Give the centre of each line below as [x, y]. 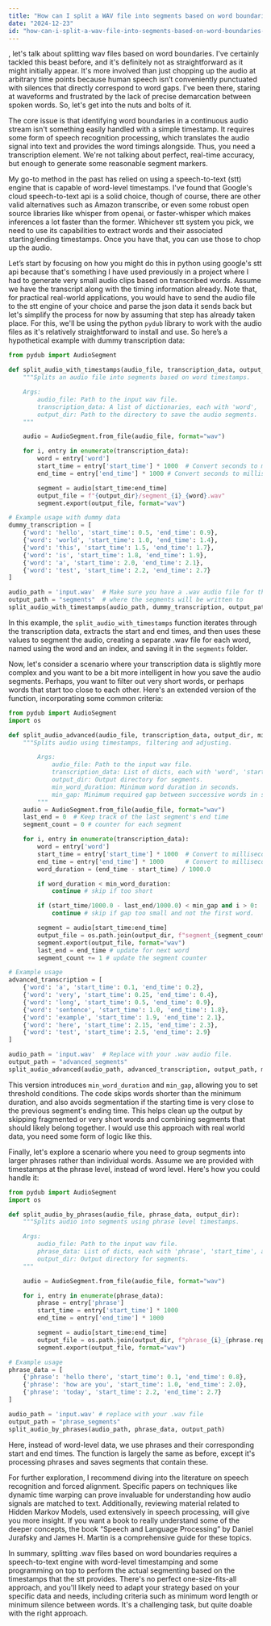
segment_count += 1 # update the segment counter [122, 958]
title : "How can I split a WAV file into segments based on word [120, 16]
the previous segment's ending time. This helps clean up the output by [126, 1111]
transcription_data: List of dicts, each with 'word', [146, 772]
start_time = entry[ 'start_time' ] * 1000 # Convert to [133, 854]
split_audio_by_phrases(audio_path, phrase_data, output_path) [117, 1429]
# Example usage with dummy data [65, 518]
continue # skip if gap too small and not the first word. [152, 913]
